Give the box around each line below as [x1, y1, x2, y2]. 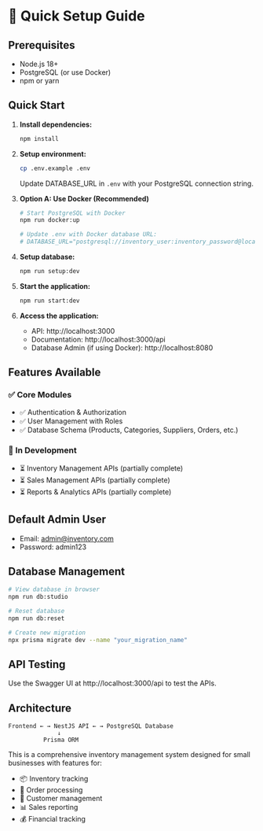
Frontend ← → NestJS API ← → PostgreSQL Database [8, 722, 174, 730]
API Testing [8, 658, 66, 671]
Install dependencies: [19, 120, 93, 129]
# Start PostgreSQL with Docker [19, 209, 126, 217]
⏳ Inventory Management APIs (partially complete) [19, 464, 184, 473]
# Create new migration [8, 629, 86, 637]
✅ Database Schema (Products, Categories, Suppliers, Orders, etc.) [19, 425, 239, 434]
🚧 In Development [8, 445, 77, 456]
